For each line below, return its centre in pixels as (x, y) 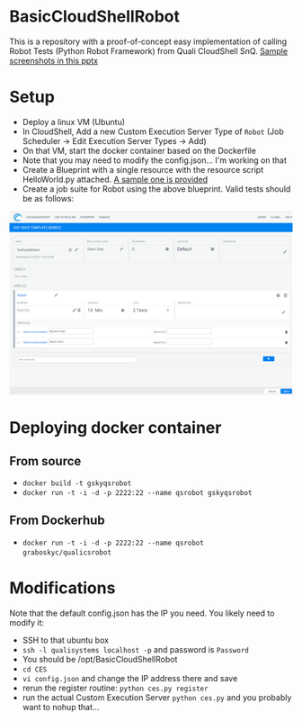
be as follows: (48, 198)
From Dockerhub (57, 521)
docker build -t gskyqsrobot (77, 483)
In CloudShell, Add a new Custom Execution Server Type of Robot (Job (153, 131)
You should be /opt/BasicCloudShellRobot (100, 659)
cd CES (35, 669)
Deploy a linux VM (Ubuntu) (74, 122)
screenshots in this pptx (54, 60)
